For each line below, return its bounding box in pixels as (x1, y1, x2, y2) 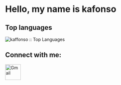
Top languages (5, 23, 52, 32)
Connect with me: (5, 51, 62, 59)
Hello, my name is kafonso (5, 3, 117, 15)
